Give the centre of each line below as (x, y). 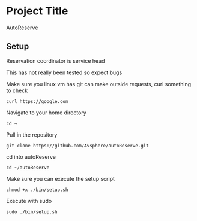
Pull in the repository (32, 134)
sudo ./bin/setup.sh (32, 212)
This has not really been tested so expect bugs (64, 72)
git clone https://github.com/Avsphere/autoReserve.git (77, 146)
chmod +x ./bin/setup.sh (37, 190)
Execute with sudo (29, 201)
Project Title (37, 11)
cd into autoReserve (31, 156)
